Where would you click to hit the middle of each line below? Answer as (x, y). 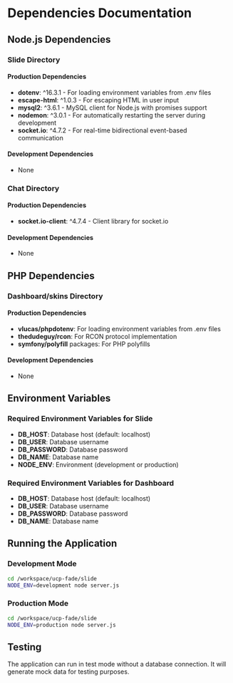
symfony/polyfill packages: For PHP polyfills (84, 344)
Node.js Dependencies (59, 40)
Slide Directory (34, 60)
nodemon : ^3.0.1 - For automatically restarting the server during (112, 115)
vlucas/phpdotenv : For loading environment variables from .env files (119, 328)
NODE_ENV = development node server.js (63, 585)
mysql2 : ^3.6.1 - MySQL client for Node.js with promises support (112, 108)
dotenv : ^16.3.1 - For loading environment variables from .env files (114, 92)
